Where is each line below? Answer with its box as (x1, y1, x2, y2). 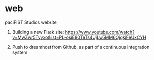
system (12, 49, 28, 55)
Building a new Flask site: (12, 29, 64, 35)
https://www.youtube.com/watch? (65, 29, 135, 35)
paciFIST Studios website (5, 19, 57, 25)
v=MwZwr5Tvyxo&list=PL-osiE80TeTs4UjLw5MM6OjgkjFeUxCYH (12, 34, 146, 40)
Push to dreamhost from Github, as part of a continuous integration (12, 44, 150, 50)
